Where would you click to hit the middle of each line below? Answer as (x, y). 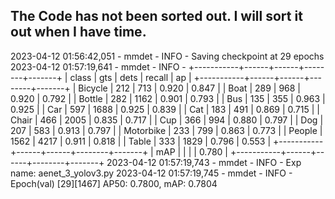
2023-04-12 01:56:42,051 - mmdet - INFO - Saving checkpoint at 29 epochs (167, 56)
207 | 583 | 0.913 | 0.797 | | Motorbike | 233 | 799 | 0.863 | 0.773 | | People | (166, 130)
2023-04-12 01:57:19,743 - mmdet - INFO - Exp (204, 162)
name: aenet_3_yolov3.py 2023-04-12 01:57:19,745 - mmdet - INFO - (151, 173)
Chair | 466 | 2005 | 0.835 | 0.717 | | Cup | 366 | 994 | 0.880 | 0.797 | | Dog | (167, 120)
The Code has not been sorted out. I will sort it (156, 16)
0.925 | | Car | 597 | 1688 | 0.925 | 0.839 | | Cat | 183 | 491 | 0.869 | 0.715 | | (165, 109)
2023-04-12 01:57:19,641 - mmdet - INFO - (98, 66)
